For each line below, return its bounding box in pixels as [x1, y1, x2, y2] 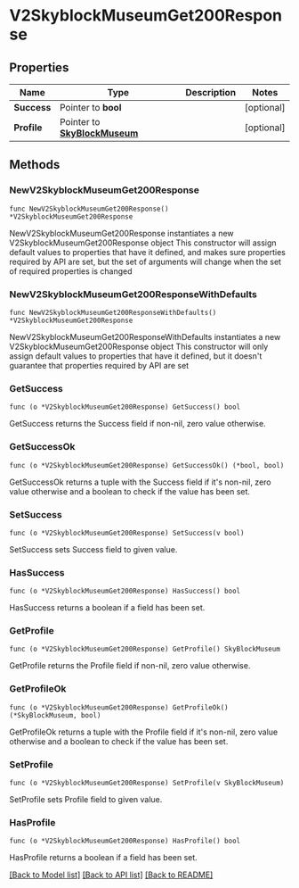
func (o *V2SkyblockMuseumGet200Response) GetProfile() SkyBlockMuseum [9, 644, 280, 654]
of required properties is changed [9, 265, 133, 277]
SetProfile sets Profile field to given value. [9, 794, 163, 805]
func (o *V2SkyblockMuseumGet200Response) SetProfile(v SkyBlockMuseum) [9, 778, 285, 788]
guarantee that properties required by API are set [9, 360, 190, 370]
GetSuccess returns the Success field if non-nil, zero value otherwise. [9, 419, 266, 429]
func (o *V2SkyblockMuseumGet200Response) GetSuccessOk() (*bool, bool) [9, 461, 285, 469]
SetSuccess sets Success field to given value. [9, 544, 178, 554]
